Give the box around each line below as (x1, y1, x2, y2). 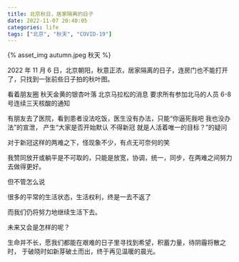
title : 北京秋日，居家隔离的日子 (7, 10, 94, 18)
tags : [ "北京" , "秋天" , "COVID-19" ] (7, 30, 112, 38)
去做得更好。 (7, 162, 45, 171)
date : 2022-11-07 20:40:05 (7, 17, 88, 24)
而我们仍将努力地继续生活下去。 (7, 208, 101, 216)
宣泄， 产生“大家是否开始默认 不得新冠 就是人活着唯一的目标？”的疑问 (22, 123, 228, 132)
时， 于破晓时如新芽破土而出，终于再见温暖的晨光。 (7, 247, 159, 256)
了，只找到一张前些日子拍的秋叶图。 (7, 75, 114, 84)
